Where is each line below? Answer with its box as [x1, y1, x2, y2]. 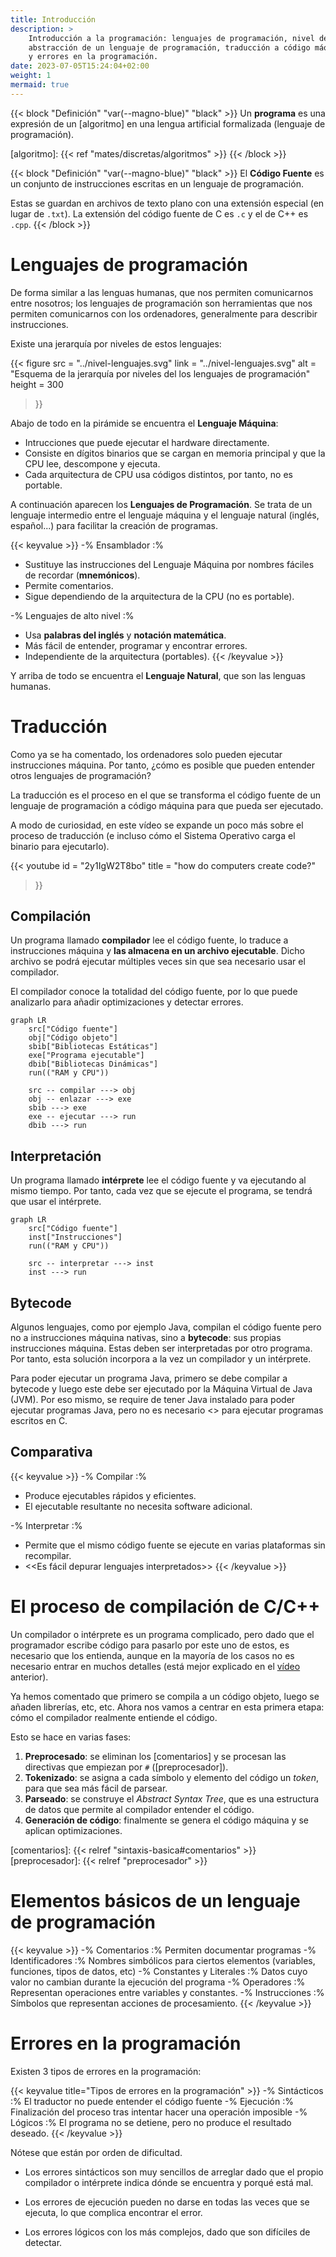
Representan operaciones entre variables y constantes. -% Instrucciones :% [10, 1986, 325, 1998]
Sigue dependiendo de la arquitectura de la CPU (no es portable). [24, 590, 295, 602]
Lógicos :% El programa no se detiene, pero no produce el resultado [10, 2116, 292, 2128]
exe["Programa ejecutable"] [28, 1051, 145, 1061]
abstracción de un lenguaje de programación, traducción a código [28, 42, 311, 53]
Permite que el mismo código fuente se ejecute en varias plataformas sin [24, 1539, 326, 1551]
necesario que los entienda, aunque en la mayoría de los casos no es [10, 1649, 295, 1661]
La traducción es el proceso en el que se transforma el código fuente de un [10, 789, 321, 801]
